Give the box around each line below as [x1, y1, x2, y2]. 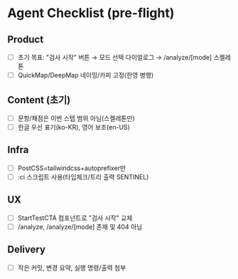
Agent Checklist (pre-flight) [7, 5, 175, 21]
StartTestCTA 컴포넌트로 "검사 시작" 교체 [17, 214, 133, 222]
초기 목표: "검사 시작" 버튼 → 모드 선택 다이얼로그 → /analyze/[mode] [17, 53, 212, 61]
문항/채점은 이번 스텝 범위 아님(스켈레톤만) [17, 114, 135, 122]
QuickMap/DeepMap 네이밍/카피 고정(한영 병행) [17, 71, 154, 80]
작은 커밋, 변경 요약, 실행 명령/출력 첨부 [17, 263, 126, 272]
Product [7, 33, 44, 46]
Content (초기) [7, 94, 71, 106]
